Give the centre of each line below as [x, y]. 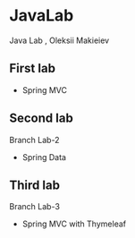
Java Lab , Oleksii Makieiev [59, 40]
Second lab [41, 119]
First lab [33, 68]
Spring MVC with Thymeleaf [74, 224]
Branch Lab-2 [34, 140]
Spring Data [44, 157]
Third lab [35, 185]
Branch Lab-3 [35, 207]
